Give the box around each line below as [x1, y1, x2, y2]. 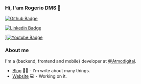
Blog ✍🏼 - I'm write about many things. [12, 67, 91, 73]
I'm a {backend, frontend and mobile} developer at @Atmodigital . [5, 58, 137, 64]
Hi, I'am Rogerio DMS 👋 [5, 4, 61, 11]
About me [5, 47, 29, 54]
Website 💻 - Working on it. [12, 73, 67, 79]
